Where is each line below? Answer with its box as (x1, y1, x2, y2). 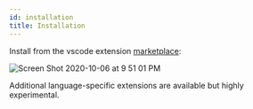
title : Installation (9, 21, 86, 30)
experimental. (9, 90, 60, 100)
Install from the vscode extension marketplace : (9, 45, 182, 56)
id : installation (9, 12, 74, 22)
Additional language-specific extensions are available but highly (9, 80, 245, 90)
